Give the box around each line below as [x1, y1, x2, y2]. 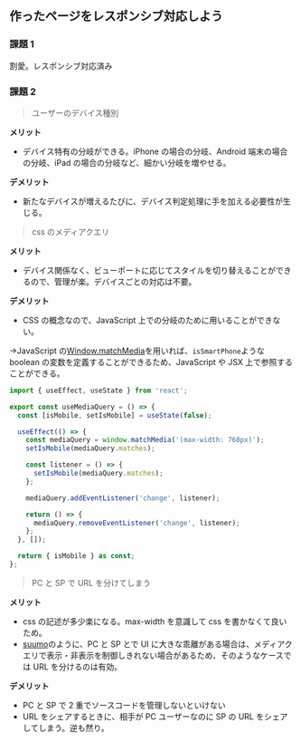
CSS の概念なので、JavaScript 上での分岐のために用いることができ [22, 314, 273, 325]
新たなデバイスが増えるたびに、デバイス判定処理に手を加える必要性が [22, 196, 283, 207]
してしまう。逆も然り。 [22, 722, 110, 733]
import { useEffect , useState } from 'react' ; [9, 386, 188, 395]
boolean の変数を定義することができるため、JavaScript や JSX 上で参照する [9, 356, 294, 367]
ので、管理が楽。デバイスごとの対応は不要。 [30, 275, 197, 287]
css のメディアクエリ [31, 226, 110, 237]
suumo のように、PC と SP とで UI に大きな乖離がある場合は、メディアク [22, 638, 293, 650]
